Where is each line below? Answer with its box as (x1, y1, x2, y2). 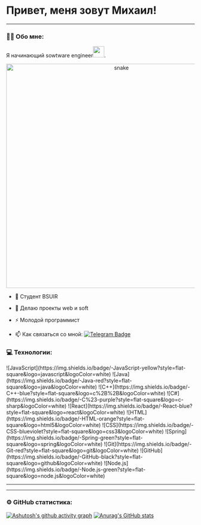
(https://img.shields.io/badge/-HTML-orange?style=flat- (6, 415, 145, 422)
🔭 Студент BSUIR (14, 293, 58, 300)
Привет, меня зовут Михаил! (6, 4, 157, 17)
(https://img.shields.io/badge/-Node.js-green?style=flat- (6, 466, 146, 473)
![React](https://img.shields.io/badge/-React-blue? (68, 402, 193, 410)
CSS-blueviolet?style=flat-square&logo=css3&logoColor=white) (6, 428, 165, 435)
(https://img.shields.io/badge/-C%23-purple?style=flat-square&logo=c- (6, 396, 184, 403)
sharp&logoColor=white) (6, 402, 67, 410)
